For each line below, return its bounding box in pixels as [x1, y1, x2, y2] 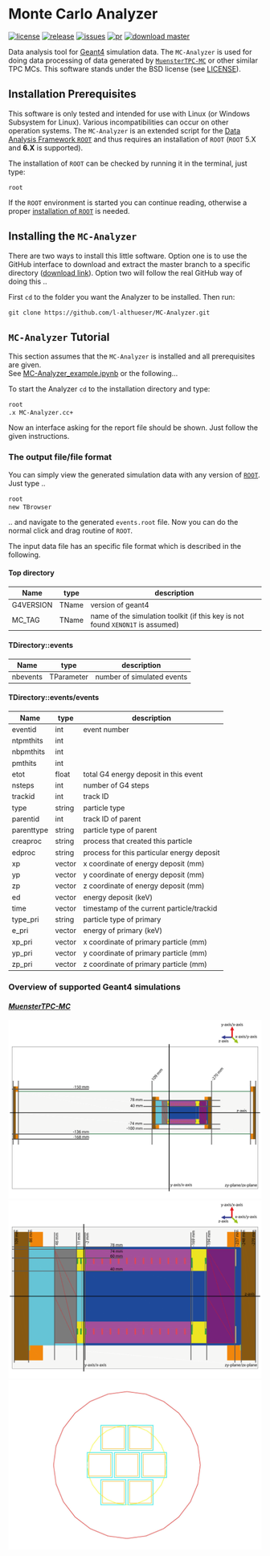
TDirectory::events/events [8, 693, 100, 702]
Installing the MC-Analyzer [8, 230, 137, 244]
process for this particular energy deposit [83, 847, 220, 857]
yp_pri [11, 948, 33, 957]
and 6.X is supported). [8, 142, 84, 153]
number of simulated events [95, 672, 188, 682]
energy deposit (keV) [83, 892, 153, 902]
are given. [8, 360, 42, 370]
